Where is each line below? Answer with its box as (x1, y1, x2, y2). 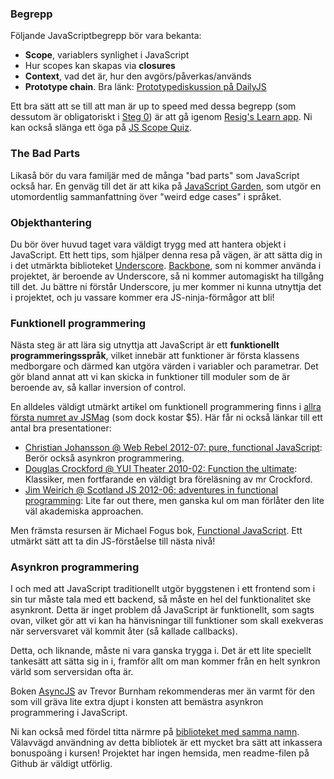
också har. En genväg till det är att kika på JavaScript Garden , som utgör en (10, 180, 322, 192)
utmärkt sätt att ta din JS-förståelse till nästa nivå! (10, 535, 216, 547)
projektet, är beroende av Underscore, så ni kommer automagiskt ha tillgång (10, 270, 325, 282)
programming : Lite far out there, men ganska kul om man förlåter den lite (24, 495, 325, 507)
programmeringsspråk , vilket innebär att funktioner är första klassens (10, 350, 300, 362)
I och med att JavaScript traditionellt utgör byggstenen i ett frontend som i (10, 583, 316, 595)
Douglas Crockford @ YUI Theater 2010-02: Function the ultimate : (24, 463, 298, 475)
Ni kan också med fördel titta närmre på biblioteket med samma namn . (10, 726, 300, 738)
